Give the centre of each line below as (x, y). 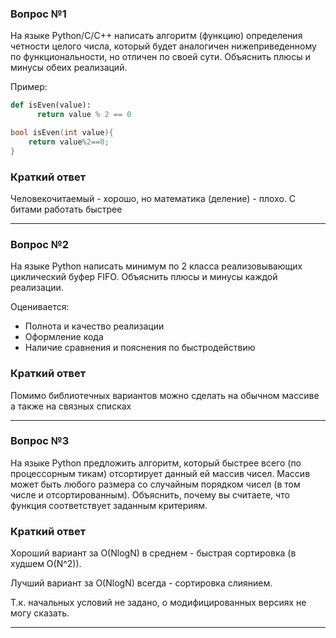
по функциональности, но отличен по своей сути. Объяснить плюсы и (160, 57)
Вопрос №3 (40, 441)
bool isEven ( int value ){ (62, 133)
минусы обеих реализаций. (69, 68)
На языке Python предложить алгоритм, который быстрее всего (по (156, 463)
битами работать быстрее (66, 209)
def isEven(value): (51, 105)
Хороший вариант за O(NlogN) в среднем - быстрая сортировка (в (153, 553)
